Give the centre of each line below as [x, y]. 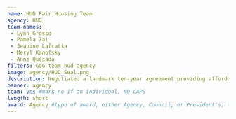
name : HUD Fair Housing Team [50, 14]
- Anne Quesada [32, 59]
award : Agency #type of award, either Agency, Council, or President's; [116, 105]
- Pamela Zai [29, 40]
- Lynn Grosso [31, 33]
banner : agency [29, 85]
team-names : [25, 27]
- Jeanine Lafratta [39, 46]
